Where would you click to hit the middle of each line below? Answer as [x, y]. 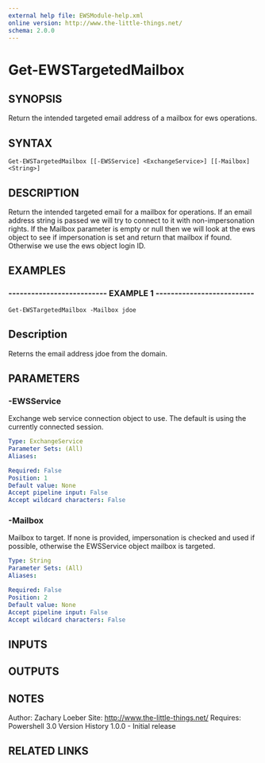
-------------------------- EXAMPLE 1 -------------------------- [131, 294]
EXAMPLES [37, 271]
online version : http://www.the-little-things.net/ [95, 23]
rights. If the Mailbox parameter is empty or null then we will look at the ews [132, 229]
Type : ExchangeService [46, 442]
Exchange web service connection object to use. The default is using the [127, 418]
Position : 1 [28, 478]
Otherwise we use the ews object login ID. [77, 246]
